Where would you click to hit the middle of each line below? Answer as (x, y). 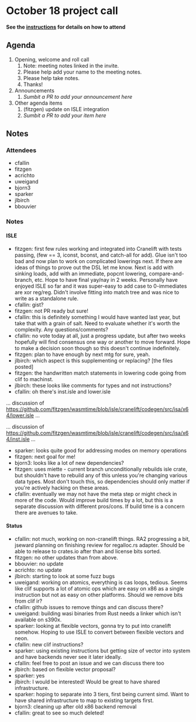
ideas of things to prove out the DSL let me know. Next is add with (94, 267)
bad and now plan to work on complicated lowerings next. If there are (98, 261)
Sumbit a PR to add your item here (65, 115)
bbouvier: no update (39, 564)
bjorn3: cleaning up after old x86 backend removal (75, 706)
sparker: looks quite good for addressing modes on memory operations (101, 450)
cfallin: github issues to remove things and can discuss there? (89, 607)
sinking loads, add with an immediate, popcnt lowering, (81, 274)
